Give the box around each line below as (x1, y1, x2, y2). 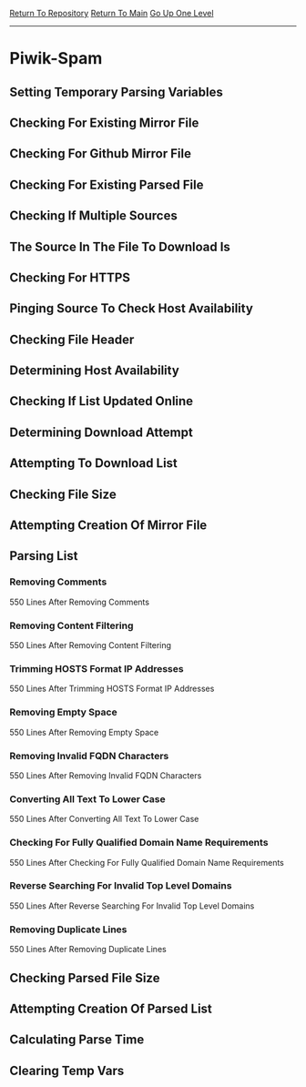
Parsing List (9, 548, 78, 564)
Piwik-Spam (9, 48, 103, 69)
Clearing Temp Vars (9, 1062, 125, 1078)
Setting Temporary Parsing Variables (9, 84, 223, 99)
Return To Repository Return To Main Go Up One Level (9, 8, 214, 18)
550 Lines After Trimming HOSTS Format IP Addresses (9, 683, 215, 695)
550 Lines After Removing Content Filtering (9, 640, 171, 651)
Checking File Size (9, 486, 117, 502)
